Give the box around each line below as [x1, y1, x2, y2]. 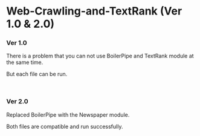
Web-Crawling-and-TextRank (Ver [6, 4, 182, 18]
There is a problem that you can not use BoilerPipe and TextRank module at [6, 53, 195, 60]
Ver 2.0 [6, 97, 28, 106]
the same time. [6, 59, 44, 66]
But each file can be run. [6, 71, 68, 78]
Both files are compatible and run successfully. [6, 123, 123, 130]
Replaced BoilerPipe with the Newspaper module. [6, 111, 130, 118]
